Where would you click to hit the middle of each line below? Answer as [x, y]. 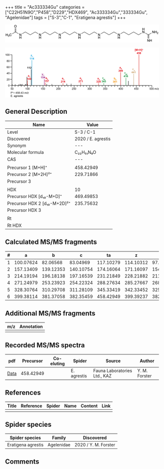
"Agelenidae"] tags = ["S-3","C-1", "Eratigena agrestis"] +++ [65, 17]
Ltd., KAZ [102, 376]
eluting [58, 363]
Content [89, 406]
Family [59, 438]
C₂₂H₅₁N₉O [86, 152]
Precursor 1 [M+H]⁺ [27, 168]
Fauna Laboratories [113, 370]
